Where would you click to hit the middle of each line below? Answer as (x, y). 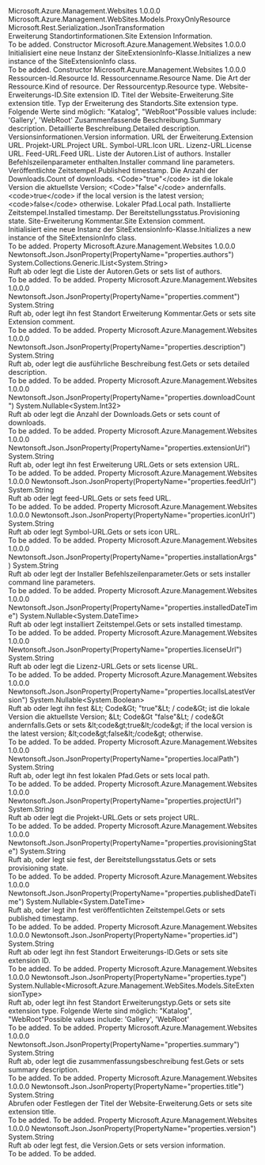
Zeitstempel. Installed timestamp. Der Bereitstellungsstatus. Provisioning (124, 212)
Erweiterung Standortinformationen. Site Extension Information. (110, 36)
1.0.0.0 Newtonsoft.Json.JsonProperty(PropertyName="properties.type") (127, 977)
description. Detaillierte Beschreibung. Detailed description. (104, 129)
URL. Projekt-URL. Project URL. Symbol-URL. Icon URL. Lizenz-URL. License (130, 145)
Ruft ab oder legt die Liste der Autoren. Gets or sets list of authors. (115, 271)
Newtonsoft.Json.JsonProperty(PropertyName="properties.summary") (124, 1044)
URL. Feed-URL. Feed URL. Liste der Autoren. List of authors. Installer (120, 153)
